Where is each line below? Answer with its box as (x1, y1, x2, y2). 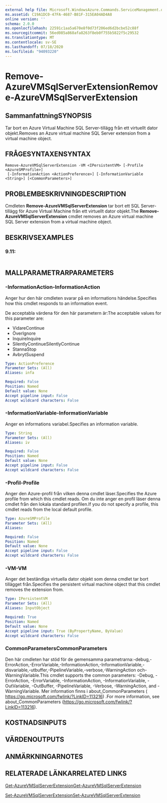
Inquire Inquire (12, 335, 41, 342)
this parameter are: (5, 315, 44, 321)
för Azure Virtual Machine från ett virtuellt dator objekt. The (18, 208, 139, 214)
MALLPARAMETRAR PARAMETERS (5, 269, 114, 277)
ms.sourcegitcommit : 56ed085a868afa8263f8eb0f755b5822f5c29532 (5, 30, 139, 35)
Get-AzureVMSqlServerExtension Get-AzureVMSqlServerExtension (5, 783, 142, 789)
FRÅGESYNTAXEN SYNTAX (5, 150, 91, 158)
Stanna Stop (12, 346, 37, 352)
